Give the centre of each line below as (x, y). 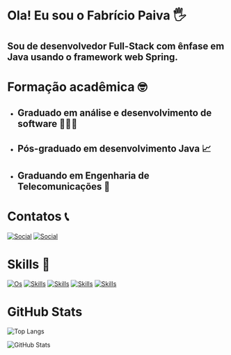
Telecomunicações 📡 (64, 187)
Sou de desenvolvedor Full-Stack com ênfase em (116, 46)
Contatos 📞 (38, 217)
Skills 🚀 (29, 265)
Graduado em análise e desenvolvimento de (114, 113)
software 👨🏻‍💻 (47, 124)
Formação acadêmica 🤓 (77, 87)
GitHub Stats (45, 312)
